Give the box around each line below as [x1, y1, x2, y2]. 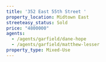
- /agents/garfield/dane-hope [11, 36, 86, 42]
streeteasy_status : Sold [6, 19, 68, 25]
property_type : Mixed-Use [6, 47, 70, 53]
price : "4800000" [6, 25, 49, 31]
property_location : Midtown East [6, 14, 89, 20]
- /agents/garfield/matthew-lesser [11, 42, 100, 48]
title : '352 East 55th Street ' [6, 8, 86, 15]
